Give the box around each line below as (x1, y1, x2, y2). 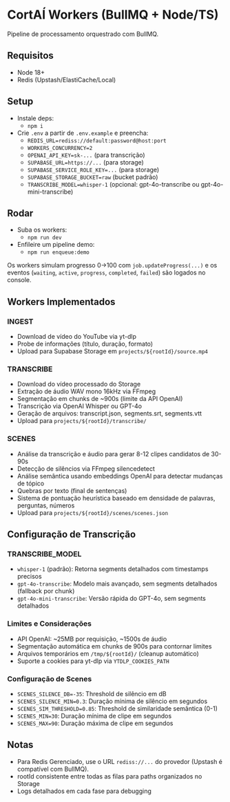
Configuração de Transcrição (7, 529, 136, 541)
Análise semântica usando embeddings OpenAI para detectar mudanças (17, 472, 223, 480)
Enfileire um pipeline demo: (17, 241, 95, 249)
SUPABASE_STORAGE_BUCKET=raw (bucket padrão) (27, 173, 158, 181)
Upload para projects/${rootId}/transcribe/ (17, 417, 147, 425)
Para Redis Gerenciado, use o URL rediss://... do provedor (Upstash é (17, 757, 222, 765)
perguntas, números (17, 501, 75, 510)
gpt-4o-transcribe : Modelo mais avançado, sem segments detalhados (17, 579, 218, 588)
